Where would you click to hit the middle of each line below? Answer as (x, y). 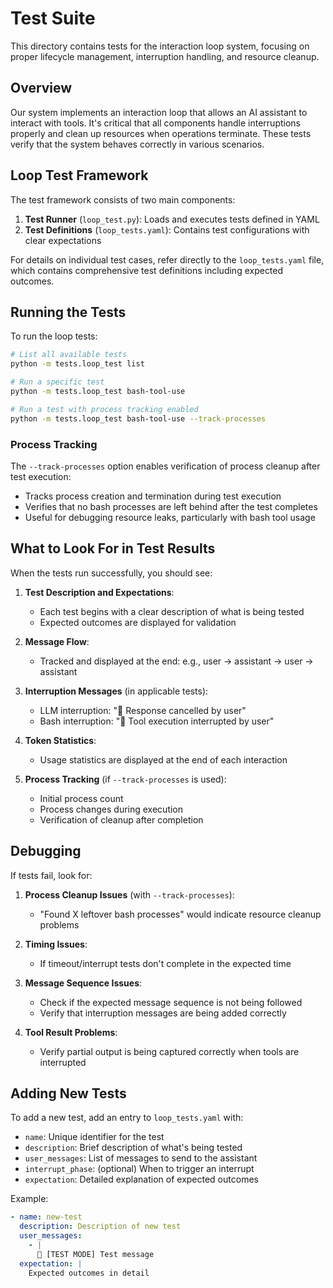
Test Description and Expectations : (99, 592)
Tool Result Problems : (71, 1032)
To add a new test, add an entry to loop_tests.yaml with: (127, 1118)
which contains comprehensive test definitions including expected (147, 270)
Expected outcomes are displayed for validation (138, 622)
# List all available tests (69, 355)
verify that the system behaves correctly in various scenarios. (137, 144)
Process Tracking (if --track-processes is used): (125, 779)
